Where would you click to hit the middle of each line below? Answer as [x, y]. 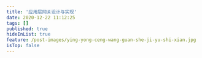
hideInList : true [29, 34]
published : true [27, 29]
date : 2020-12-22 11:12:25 [41, 18]
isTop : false [23, 46]
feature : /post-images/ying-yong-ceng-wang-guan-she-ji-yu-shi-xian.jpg [101, 40]
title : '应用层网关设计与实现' [42, 12]
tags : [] [17, 23]
